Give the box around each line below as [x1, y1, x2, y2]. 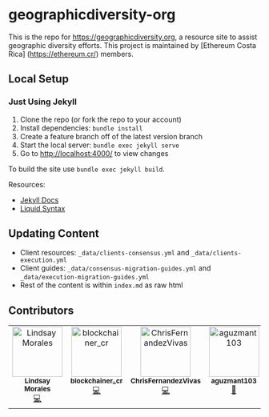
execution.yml [19, 256, 67, 265]
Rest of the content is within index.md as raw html [19, 280, 183, 290]
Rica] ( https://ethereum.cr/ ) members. [8, 49, 134, 58]
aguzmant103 [211, 376, 258, 386]
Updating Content [8, 227, 99, 241]
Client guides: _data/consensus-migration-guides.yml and [19, 263, 211, 273]
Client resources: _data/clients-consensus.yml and [19, 248, 190, 258]
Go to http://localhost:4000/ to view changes [19, 148, 169, 158]
